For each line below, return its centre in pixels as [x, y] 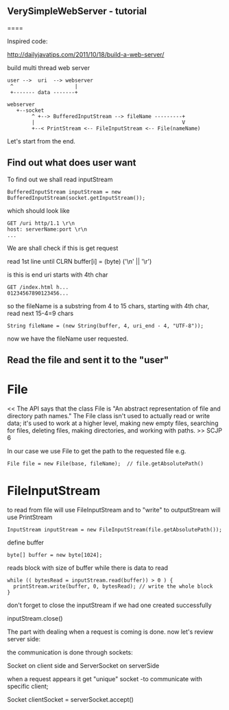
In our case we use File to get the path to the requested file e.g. [97, 451]
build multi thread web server [49, 67]
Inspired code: [27, 41]
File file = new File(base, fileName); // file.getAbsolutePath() [106, 463]
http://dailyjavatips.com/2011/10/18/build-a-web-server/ [86, 54]
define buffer [26, 542]
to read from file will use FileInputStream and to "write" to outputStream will [114, 509]
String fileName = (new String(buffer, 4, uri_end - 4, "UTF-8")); [106, 325]
